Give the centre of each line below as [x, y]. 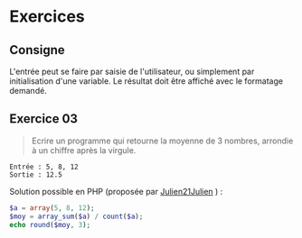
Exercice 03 [44, 119]
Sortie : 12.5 [36, 174]
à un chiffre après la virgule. [84, 150]
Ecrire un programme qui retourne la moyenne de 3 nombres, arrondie [162, 141]
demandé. [28, 91]
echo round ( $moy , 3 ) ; [50, 224]
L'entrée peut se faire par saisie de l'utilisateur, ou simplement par [132, 71]
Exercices [47, 17]
